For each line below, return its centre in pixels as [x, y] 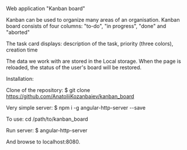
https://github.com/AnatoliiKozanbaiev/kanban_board [70, 96]
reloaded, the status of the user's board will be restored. [74, 67]
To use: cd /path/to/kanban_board [47, 119]
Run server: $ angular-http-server [47, 130]
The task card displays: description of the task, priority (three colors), [90, 44]
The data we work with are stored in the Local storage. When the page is [93, 61]
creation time [22, 50]
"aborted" [18, 32]
